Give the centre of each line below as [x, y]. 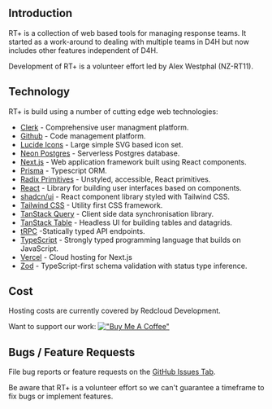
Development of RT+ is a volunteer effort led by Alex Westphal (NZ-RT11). [131, 66]
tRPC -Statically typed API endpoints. [82, 231]
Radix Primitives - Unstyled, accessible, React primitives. [115, 179]
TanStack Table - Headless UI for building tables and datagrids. [126, 222]
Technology [39, 92]
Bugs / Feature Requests [72, 352]
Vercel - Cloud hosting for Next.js [76, 257]
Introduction [41, 13]
